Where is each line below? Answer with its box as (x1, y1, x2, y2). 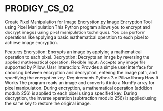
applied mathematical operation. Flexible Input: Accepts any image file (5, 59, 146, 65)
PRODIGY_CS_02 (5, 3, 74, 14)
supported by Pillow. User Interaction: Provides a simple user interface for (5, 64, 153, 70)
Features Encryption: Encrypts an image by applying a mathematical (5, 49, 142, 55)
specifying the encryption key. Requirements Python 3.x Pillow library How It (5, 75, 159, 80)
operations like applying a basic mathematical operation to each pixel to (5, 34, 149, 40)
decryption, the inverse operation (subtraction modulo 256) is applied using (5, 95, 157, 101)
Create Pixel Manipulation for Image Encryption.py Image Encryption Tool (5, 19, 152, 25)
